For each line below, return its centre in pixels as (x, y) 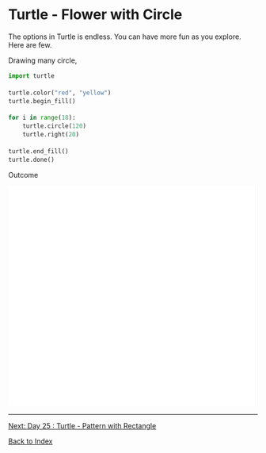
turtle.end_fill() (38, 151)
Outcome (23, 175)
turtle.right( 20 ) (51, 135)
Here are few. (30, 44)
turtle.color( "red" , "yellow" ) (60, 93)
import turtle (32, 76)
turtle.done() (32, 159)
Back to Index (30, 441)
